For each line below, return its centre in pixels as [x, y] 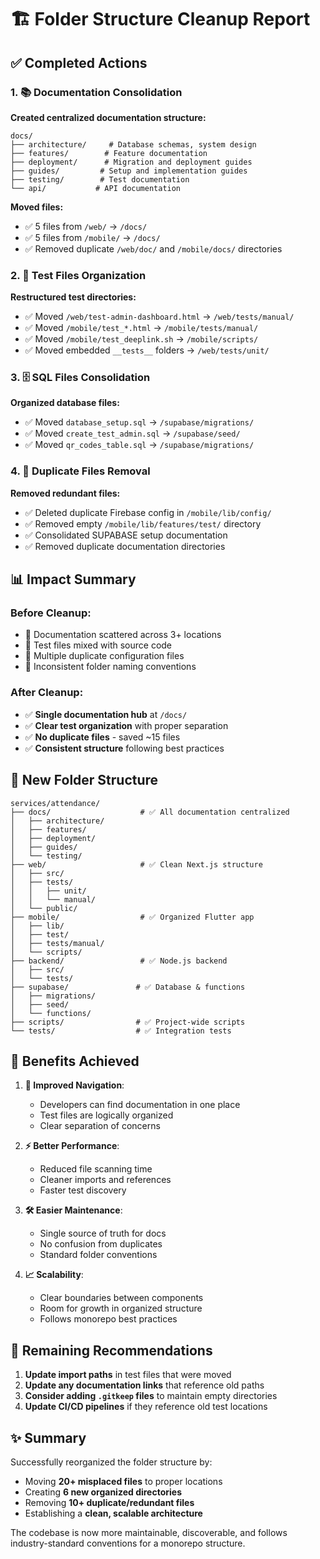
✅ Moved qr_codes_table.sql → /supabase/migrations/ [139, 445]
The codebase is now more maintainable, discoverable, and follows [149, 1532]
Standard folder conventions [98, 1255]
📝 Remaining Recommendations [111, 1350]
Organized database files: [65, 403]
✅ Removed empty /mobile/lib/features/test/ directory [143, 523]
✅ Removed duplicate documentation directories [125, 546]
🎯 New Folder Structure [84, 780]
